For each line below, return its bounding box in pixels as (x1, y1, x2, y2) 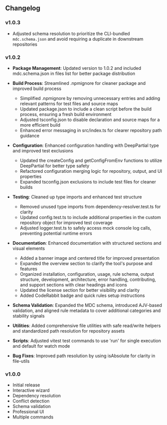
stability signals (12, 312, 45, 318)
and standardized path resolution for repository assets (12, 328, 125, 334)
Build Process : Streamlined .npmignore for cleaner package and (12, 80, 146, 86)
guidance (20, 133, 40, 139)
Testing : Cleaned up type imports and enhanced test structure (12, 193, 142, 200)
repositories (12, 41, 38, 47)
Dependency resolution (12, 393, 61, 399)
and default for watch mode (12, 343, 70, 349)
